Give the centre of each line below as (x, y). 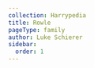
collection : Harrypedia (47, 15)
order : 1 (30, 52)
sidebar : (23, 45)
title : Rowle (30, 23)
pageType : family (37, 30)
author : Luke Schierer (45, 37)
